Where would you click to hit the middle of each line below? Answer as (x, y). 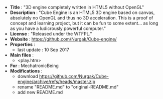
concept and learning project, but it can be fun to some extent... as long (84, 23)
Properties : (23, 44)
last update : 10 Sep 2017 (43, 50)
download (28, 76)
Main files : (22, 55)
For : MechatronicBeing (34, 65)
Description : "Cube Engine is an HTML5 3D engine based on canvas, (82, 12)
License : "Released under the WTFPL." (51, 34)
